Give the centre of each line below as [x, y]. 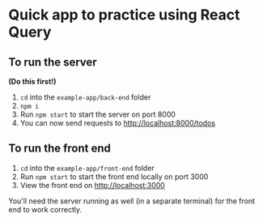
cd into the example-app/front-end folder [87, 168]
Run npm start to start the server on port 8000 [98, 114]
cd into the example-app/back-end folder [85, 97]
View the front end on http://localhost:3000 [93, 185]
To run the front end [60, 149]
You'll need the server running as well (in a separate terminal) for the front [132, 201]
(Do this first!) [32, 81]
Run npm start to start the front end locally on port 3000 [114, 177]
